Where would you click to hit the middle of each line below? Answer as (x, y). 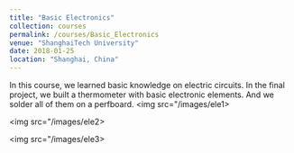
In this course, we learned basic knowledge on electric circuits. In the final (147, 85)
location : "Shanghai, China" (64, 59)
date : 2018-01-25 (42, 51)
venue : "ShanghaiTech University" (74, 43)
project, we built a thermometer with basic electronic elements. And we (142, 94)
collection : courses (48, 26)
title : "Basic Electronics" (62, 18)
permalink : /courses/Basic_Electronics (84, 34)
